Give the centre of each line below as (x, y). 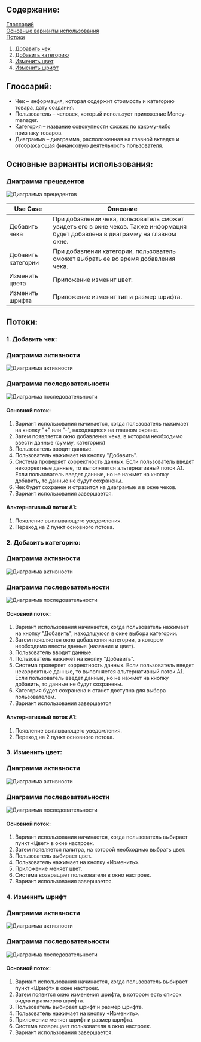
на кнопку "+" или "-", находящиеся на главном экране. (86, 430)
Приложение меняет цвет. (48, 869)
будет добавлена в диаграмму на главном (115, 234)
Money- (177, 114)
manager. (27, 120)
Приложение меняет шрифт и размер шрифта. (74, 1019)
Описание (122, 209)
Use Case (28, 209)
